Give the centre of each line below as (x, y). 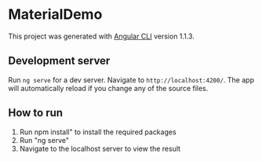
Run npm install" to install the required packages (98, 132)
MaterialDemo (55, 15)
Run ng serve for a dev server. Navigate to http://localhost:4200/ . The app (131, 79)
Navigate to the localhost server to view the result (100, 148)
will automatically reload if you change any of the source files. (108, 88)
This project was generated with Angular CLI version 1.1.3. (101, 36)
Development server (59, 61)
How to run (36, 113)
